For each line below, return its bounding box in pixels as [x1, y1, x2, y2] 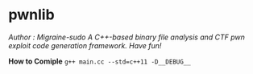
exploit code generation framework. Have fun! [8, 40, 162, 50]
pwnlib [8, 6, 55, 24]
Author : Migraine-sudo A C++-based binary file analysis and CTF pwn [8, 32, 246, 42]
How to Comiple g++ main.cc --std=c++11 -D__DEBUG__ [8, 56, 191, 66]
